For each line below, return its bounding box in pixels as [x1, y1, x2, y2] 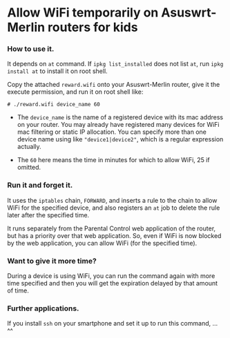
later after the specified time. [7, 210, 90, 219]
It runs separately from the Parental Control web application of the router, [7, 224, 216, 232]
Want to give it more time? [7, 256, 97, 266]
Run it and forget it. [7, 181, 73, 190]
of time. [7, 286, 29, 295]
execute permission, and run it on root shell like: [7, 88, 144, 96]
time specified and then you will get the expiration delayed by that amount [7, 279, 218, 288]
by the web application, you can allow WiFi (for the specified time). [7, 239, 198, 247]
